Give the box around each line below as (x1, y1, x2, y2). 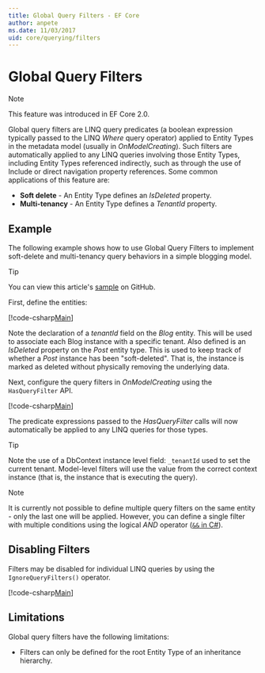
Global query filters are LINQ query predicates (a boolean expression (8, 124, 233, 135)
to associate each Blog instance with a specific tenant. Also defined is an (8, 337, 247, 346)
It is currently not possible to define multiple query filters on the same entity (8, 503, 256, 512)
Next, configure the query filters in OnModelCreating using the (8, 377, 212, 387)
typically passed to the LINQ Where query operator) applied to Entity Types (8, 133, 254, 143)
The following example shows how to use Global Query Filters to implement (8, 243, 255, 252)
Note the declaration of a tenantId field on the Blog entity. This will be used (8, 328, 252, 338)
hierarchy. (19, 656, 53, 665)
